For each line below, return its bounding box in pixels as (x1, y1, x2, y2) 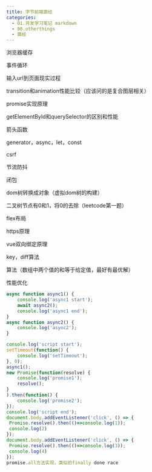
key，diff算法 (6, 254, 39, 261)
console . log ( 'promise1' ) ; (17, 375, 83, 381)
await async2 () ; (17, 302, 59, 309)
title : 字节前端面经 (6, 8, 53, 15)
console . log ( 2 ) (8, 426, 47, 432)
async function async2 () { (6, 319, 74, 326)
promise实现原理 (6, 100, 48, 108)
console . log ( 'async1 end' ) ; (17, 308, 88, 314)
